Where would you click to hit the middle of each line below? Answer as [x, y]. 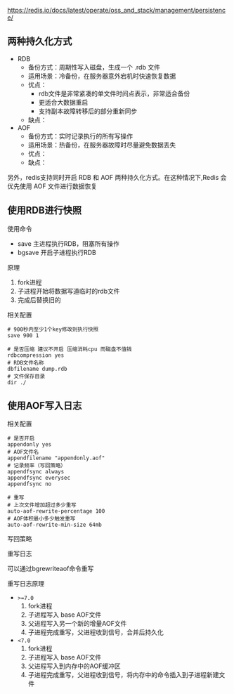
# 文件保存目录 [26, 376]
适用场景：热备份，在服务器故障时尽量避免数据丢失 [102, 145]
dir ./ [17, 382]
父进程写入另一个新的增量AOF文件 [77, 624]
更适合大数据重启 [63, 102]
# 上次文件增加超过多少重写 [42, 505]
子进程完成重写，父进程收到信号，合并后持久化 [96, 632]
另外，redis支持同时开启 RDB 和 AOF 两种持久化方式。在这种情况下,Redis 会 [117, 177]
